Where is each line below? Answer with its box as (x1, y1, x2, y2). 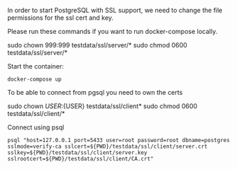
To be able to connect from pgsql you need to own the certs (7, 88, 183, 96)
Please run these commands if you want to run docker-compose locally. (7, 28, 218, 35)
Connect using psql (7, 123, 65, 132)
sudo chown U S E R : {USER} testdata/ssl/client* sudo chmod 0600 (7, 102, 197, 110)
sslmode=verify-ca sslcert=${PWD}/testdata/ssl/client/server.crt (7, 143, 208, 150)
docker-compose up (7, 76, 62, 83)
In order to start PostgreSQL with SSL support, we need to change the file (7, 6, 223, 14)
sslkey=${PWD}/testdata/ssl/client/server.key (7, 149, 148, 156)
